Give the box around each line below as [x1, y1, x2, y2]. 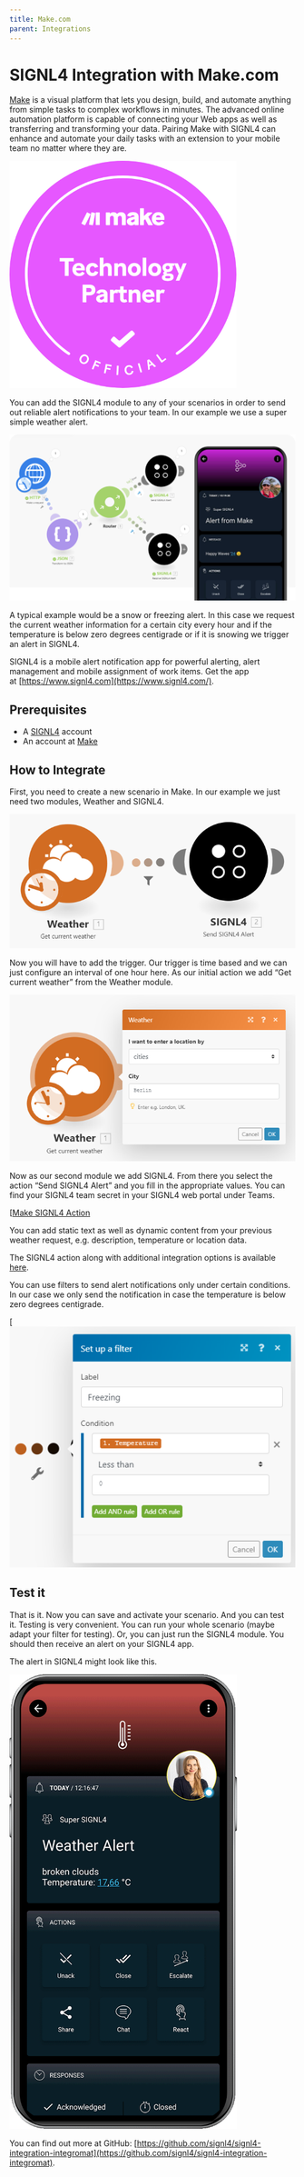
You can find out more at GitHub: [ [9, 2137, 138, 2149]
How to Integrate [9, 762, 106, 777]
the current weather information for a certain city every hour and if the [9, 619, 272, 631]
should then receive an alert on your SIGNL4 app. [9, 1638, 195, 1649]
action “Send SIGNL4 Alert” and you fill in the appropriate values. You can [9, 1180, 286, 1191]
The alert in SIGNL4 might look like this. [9, 1655, 157, 1667]
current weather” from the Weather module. [9, 977, 174, 988]
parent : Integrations [9, 24, 92, 34]
